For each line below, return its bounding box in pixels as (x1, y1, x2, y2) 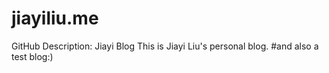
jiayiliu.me (11, 7, 99, 30)
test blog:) (11, 50, 54, 62)
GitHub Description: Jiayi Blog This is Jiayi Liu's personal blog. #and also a (11, 40, 319, 52)
